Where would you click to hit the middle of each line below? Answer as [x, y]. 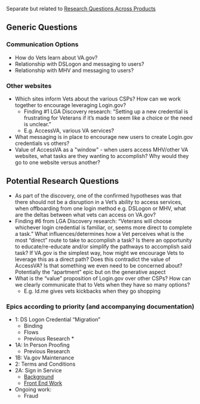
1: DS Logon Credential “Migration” [58, 320]
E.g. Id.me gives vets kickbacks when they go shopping [92, 291]
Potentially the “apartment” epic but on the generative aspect [90, 272]
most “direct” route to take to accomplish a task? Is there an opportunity [103, 240]
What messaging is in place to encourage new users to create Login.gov [104, 136]
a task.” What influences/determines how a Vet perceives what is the [99, 233]
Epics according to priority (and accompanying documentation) [100, 306]
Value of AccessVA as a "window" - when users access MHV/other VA [101, 150]
